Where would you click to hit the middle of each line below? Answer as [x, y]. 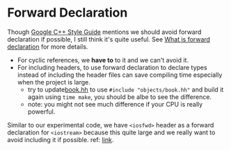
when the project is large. [54, 82]
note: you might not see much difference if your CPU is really [115, 104]
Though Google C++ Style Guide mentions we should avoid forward [104, 32]
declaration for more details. [48, 46]
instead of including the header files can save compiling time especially [120, 75]
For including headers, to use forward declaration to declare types [112, 67]
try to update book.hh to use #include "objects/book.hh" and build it [126, 89]
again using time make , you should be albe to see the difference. [120, 97]
